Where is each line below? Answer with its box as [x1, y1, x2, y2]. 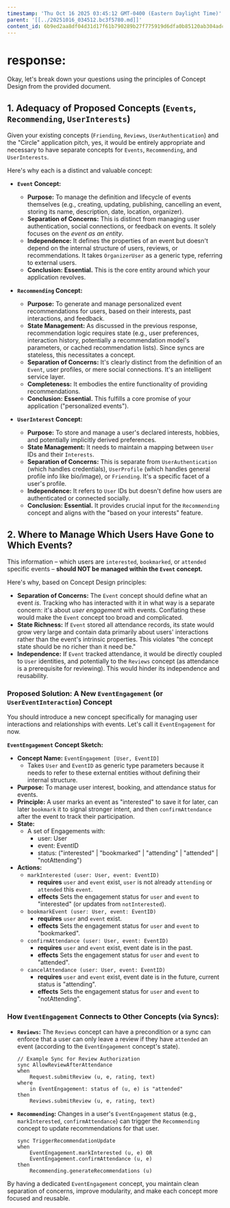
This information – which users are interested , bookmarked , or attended [7, 557, 207, 566]
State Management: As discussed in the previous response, [27, 322, 198, 330]
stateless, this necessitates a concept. [27, 351, 136, 359]
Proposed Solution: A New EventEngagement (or [7, 688, 163, 698]
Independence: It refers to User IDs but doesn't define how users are [27, 487, 222, 495]
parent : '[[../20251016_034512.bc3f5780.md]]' [7, 16, 142, 23]
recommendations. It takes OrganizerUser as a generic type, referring [27, 251, 223, 259]
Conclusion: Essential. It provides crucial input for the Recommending [27, 502, 220, 510]
